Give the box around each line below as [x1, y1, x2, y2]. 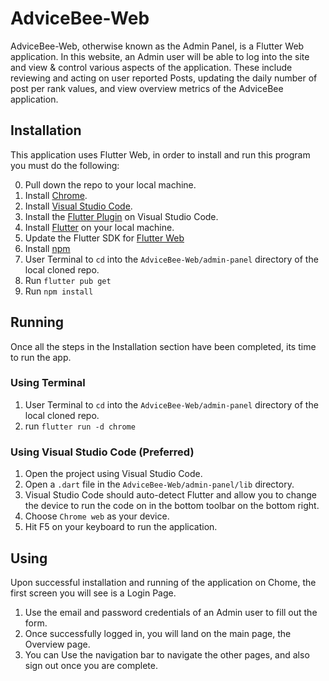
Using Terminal [10, 376, 86, 390]
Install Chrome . [24, 189, 88, 201]
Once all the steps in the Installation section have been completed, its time [10, 340, 317, 352]
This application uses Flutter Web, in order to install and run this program [10, 148, 311, 161]
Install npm [24, 242, 71, 254]
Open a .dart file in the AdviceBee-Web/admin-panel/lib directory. [24, 478, 295, 491]
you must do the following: [10, 159, 120, 171]
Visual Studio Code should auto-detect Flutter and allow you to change [24, 489, 317, 501]
